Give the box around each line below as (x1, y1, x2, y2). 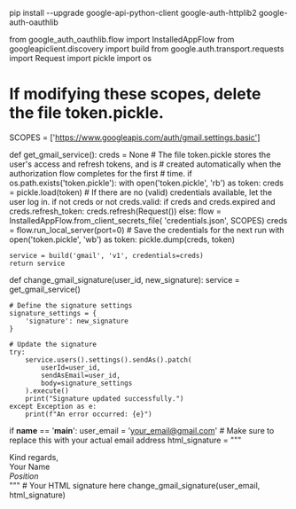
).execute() (25, 386, 69, 395)
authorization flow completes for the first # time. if (9, 168, 193, 178)
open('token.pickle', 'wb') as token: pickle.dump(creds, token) (9, 234, 236, 245)
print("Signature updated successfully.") (25, 394, 184, 403)
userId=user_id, (41, 363, 101, 372)
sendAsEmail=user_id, (41, 371, 121, 380)
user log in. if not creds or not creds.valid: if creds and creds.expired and (9, 196, 277, 207)
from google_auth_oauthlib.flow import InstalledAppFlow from (9, 35, 235, 44)
